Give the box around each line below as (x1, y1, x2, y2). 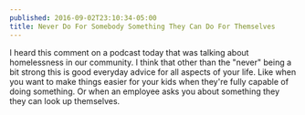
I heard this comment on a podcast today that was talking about (9, 47, 249, 57)
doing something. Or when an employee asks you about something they (9, 86, 280, 97)
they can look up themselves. (9, 95, 121, 106)
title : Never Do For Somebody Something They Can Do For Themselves (9, 22, 276, 31)
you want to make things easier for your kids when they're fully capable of (9, 76, 289, 87)
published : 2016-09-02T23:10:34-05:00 (9, 13, 157, 23)
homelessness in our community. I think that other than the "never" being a (9, 57, 292, 68)
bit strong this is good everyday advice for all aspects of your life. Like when (9, 66, 297, 78)
